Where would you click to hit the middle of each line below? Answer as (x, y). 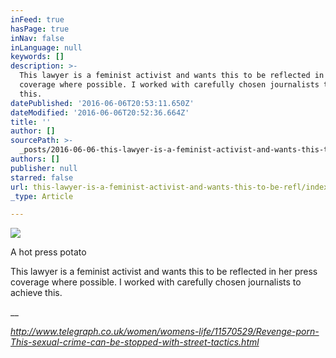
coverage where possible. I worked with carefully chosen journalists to (156, 282)
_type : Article (42, 196)
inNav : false (37, 38)
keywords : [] (37, 57)
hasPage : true (40, 29)
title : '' (31, 122)
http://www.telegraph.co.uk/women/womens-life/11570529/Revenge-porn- (165, 332)
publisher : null (44, 168)
